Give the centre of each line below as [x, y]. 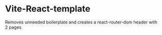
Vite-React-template [48, 9]
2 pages [13, 27]
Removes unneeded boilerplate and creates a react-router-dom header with [81, 22]
